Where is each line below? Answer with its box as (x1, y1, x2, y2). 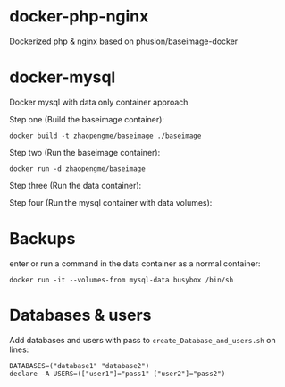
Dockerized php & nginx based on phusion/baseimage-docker (9, 36, 239, 46)
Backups (9, 229, 76, 249)
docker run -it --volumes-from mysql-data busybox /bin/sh (9, 275, 234, 284)
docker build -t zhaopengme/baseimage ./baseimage (9, 131, 202, 140)
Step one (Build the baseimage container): (9, 114, 165, 124)
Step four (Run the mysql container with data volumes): (9, 197, 213, 207)
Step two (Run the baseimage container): (9, 147, 161, 157)
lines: (9, 344, 29, 355)
